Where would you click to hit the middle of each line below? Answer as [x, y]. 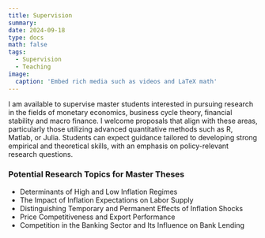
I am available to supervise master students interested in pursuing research [131, 104]
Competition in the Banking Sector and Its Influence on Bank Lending [132, 225]
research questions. [41, 154]
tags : [17, 52]
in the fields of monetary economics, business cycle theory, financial [120, 112]
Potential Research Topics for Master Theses [97, 174]
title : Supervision [40, 15]
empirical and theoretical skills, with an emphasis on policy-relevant [119, 146]
